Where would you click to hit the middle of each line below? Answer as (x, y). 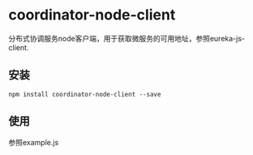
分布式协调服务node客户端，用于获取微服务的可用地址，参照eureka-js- (127, 38)
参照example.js (34, 142)
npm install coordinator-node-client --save (85, 94)
